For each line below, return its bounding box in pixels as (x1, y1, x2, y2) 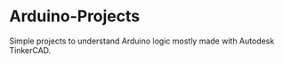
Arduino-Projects (9, 6, 141, 27)
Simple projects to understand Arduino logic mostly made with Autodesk (9, 35, 275, 46)
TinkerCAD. (9, 44, 52, 55)
